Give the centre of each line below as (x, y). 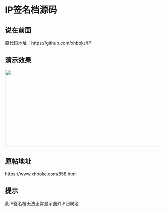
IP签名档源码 (31, 10)
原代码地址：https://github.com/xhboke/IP (48, 43)
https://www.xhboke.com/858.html (41, 174)
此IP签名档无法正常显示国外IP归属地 (42, 204)
